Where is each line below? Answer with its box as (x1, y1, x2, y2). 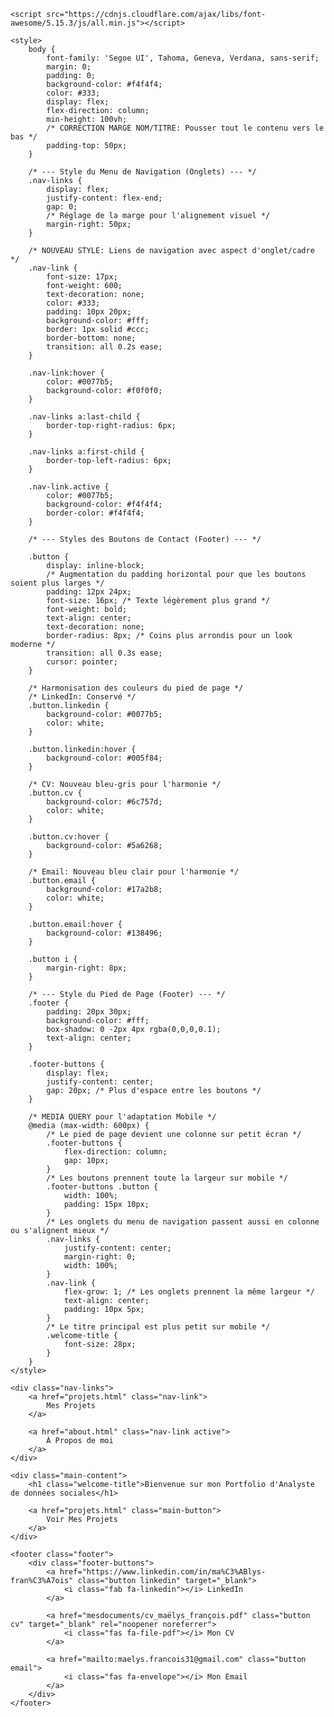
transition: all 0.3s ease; (46, 648, 163, 658)
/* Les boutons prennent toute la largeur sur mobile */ (46, 1173, 288, 1183)
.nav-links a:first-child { (28, 447, 145, 457)
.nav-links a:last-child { (28, 412, 141, 422)
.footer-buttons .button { (46, 1182, 159, 1192)
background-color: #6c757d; (46, 797, 163, 807)
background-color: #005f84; (46, 753, 163, 763)
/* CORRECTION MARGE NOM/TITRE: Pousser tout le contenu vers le (46, 123, 325, 133)
